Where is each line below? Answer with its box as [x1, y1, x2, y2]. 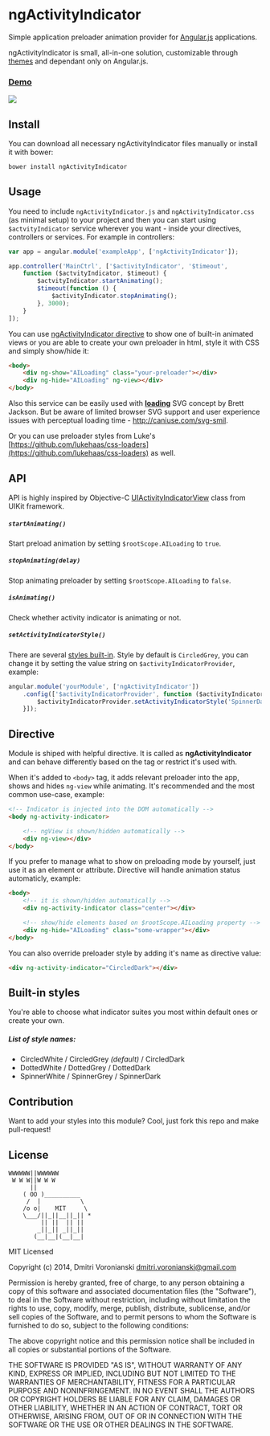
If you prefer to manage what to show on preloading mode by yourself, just [8, 857, 256, 866]
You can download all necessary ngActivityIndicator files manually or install [8, 139, 259, 149]
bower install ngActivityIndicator [8, 163, 128, 171]
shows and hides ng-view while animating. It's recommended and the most [8, 781, 256, 791]
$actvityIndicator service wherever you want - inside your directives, [8, 223, 242, 233]
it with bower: [8, 147, 54, 158]
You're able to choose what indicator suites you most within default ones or [8, 1007, 259, 1017]
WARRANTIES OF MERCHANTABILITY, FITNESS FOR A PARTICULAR [8, 1377, 235, 1387]
